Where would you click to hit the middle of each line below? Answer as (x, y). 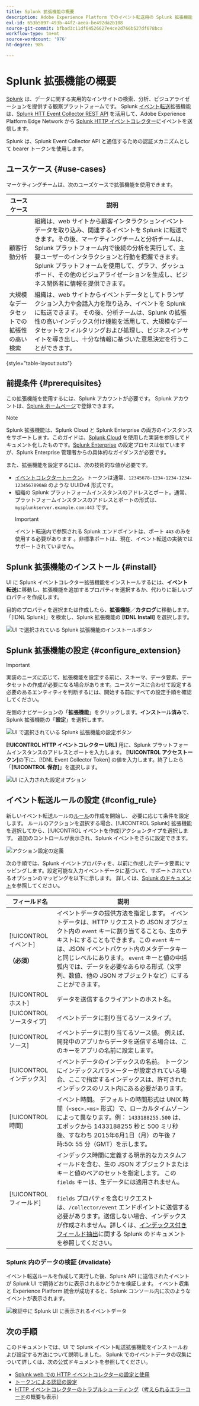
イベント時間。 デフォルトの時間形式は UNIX (119, 1099)
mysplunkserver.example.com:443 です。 (63, 507)
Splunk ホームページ (52, 406)
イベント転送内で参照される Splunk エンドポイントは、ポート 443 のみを (103, 532)
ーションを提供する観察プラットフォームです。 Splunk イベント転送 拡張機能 (99, 106)
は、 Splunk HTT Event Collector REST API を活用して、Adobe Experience (96, 113)
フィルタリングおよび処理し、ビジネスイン (123, 330)
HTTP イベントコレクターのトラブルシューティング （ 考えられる (92, 1389)
